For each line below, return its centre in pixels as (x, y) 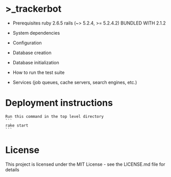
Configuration (27, 43)
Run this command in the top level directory (54, 116)
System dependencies (36, 33)
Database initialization (36, 62)
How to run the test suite (39, 72)
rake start (17, 125)
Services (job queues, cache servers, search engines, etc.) (75, 82)
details (12, 169)
